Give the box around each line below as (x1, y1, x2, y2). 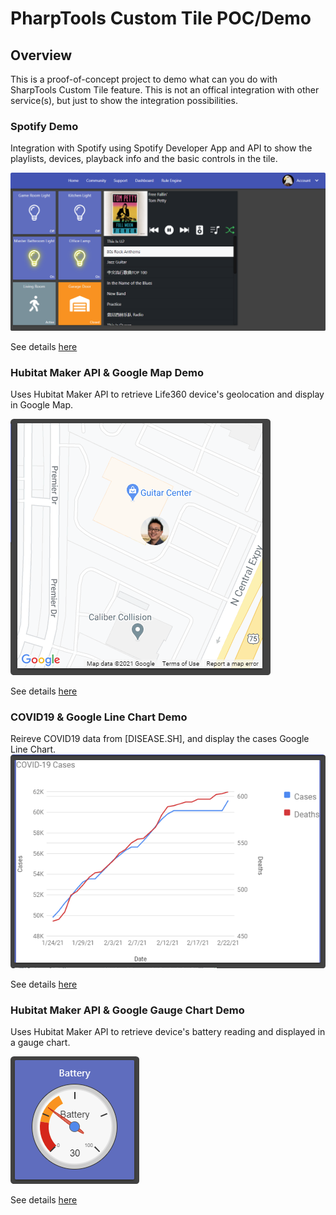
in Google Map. (10, 399, 74, 411)
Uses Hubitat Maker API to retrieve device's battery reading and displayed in (10, 1026, 326, 1038)
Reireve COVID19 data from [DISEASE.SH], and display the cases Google (10, 733, 310, 745)
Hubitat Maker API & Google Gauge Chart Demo (10, 1003, 245, 1017)
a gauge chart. (10, 1037, 71, 1049)
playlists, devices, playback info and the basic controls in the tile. (10, 153, 278, 165)
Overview (10, 47, 73, 64)
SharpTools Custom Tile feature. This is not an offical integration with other (10, 84, 320, 96)
